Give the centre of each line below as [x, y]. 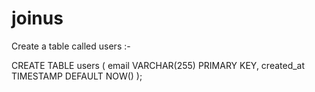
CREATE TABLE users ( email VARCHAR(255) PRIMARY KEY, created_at [158, 65]
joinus [37, 18]
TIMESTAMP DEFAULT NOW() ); [77, 76]
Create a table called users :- [71, 46]
